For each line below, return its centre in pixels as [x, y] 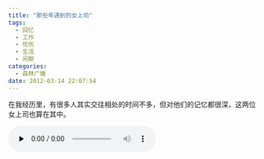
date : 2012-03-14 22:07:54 [52, 81]
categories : [27, 67]
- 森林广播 [31, 74]
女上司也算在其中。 [39, 114]
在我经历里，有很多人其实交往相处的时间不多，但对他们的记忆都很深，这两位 [132, 104]
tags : [17, 23]
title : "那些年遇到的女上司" [50, 15]
